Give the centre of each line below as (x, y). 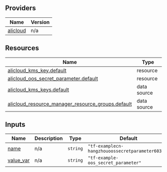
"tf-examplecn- (106, 146)
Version (40, 22)
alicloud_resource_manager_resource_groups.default (70, 104)
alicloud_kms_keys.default (39, 90)
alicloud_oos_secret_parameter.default (53, 78)
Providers (21, 8)
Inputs (15, 125)
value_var (19, 161)
